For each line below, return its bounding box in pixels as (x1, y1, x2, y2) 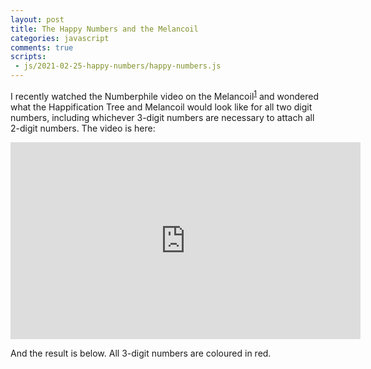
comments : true (10, 42, 74, 53)
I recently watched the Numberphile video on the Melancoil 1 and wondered (10, 89, 319, 102)
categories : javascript (10, 33, 110, 43)
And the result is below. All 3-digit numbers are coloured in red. (10, 347, 272, 359)
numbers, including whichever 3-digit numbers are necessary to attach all (10, 111, 315, 123)
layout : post (10, 14, 65, 25)
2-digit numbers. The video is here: (10, 122, 156, 134)
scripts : (10, 52, 47, 62)
